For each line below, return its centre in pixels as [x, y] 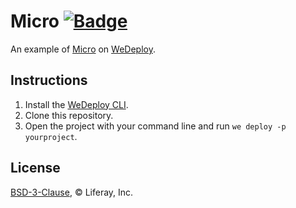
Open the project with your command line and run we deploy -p [155, 126]
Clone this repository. [69, 115]
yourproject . [51, 136]
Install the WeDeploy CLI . [76, 104]
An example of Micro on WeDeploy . [83, 49]
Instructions [49, 80]
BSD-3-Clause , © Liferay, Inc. [72, 192]
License [35, 168]
